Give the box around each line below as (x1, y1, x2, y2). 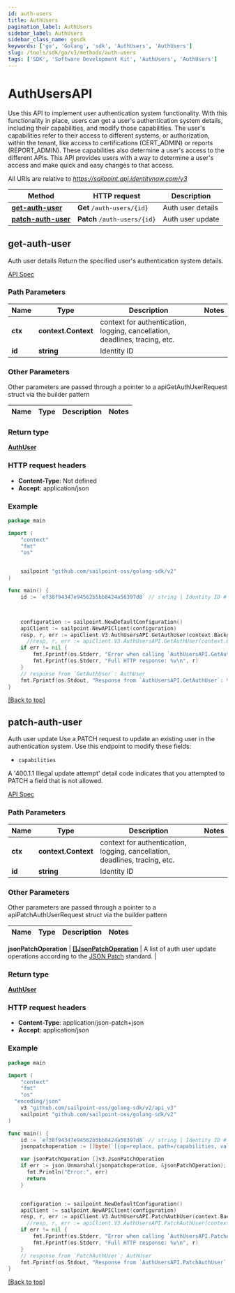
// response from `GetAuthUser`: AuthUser (20, 670, 146, 678)
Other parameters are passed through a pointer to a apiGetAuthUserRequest (8, 383, 227, 391)
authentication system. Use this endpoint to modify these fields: (8, 742, 192, 751)
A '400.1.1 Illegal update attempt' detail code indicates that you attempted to (8, 769, 225, 777)
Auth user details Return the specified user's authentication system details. (8, 256, 224, 265)
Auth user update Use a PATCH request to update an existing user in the (8, 735, 215, 743)
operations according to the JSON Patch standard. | (8, 951, 157, 960)
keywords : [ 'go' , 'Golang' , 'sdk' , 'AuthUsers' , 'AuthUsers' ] (8, 43, 192, 50)
